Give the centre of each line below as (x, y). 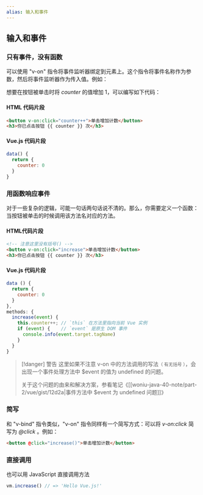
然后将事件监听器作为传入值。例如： (62, 79)
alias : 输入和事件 (27, 12)
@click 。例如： (38, 432)
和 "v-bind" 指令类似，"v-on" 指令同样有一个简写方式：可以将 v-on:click (97, 424)
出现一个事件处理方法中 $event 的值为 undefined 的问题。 (94, 371)
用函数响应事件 (28, 193)
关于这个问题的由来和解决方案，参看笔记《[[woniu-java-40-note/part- (109, 385)
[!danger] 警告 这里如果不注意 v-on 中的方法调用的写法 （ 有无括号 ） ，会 (109, 364)
